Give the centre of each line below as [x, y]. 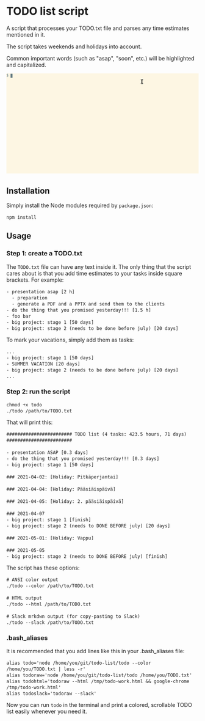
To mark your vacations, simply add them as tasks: [70, 340]
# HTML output [24, 598]
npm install [21, 218]
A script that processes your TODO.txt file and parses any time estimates [98, 28]
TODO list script [47, 11]
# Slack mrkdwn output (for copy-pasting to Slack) [73, 617]
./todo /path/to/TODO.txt [39, 411]
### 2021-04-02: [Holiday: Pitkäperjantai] [63, 477]
